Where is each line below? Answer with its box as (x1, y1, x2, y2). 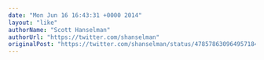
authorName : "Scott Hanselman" (8, 26, 111, 34)
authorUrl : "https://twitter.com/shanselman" (8, 33, 159, 41)
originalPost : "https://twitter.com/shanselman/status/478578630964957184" (8, 41, 262, 48)
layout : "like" (8, 19, 58, 26)
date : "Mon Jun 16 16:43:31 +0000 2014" (8, 11, 143, 19)
